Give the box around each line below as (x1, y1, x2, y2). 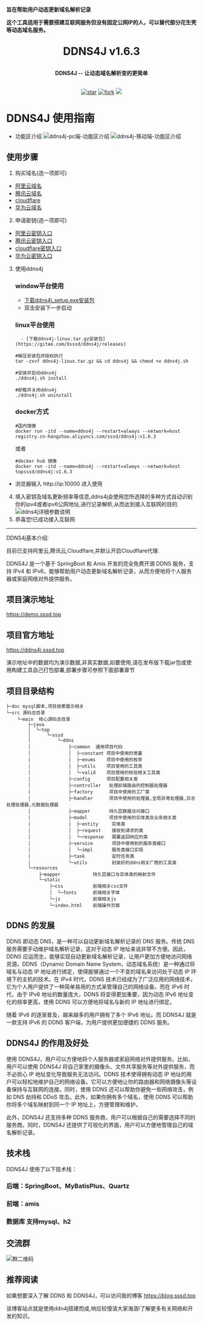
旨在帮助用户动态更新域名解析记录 (6, 6, 91, 13)
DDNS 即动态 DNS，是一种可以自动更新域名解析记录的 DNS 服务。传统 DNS (6, 937, 195, 945)
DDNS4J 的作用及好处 (6, 1038, 89, 1048)
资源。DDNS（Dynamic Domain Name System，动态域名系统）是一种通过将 (6, 960, 195, 968)
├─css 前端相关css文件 (49, 884, 128, 890)
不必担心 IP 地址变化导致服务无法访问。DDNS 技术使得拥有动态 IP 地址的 (6, 1070, 187, 1077)
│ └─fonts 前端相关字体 (49, 890, 120, 896)
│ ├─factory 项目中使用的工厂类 (28, 789, 150, 795)
